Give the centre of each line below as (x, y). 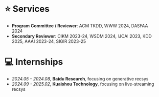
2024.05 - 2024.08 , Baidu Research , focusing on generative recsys (80, 78)
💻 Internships (34, 62)
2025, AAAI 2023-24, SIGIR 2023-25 (49, 41)
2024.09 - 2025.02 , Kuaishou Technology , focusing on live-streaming (83, 84)
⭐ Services (27, 9)
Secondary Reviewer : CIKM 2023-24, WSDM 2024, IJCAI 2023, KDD (82, 36)
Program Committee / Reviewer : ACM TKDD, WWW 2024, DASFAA (80, 26)
